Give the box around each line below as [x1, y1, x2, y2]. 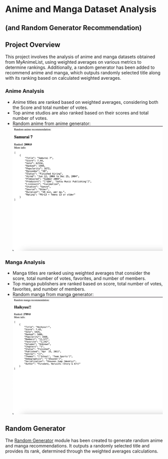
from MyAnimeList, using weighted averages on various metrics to [5, 59, 141, 65]
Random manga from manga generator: [12, 291, 94, 297]
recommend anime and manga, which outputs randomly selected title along [5, 70, 161, 76]
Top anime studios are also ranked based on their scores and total [12, 109, 149, 116]
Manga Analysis [5, 258, 45, 265]
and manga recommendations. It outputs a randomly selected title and [5, 443, 150, 449]
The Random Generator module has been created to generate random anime [5, 437, 163, 443]
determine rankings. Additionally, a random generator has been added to [5, 64, 155, 71]
